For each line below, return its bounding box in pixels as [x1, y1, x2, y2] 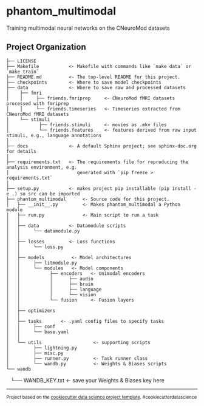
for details [6, 148, 36, 154]
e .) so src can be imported [6, 191, 80, 197]
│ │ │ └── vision [6, 291, 97, 298]
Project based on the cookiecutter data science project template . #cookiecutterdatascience [6, 394, 197, 400]
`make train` [6, 69, 39, 75]
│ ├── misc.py [6, 350, 64, 356]
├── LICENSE [6, 58, 36, 64]
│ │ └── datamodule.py [6, 228, 80, 234]
